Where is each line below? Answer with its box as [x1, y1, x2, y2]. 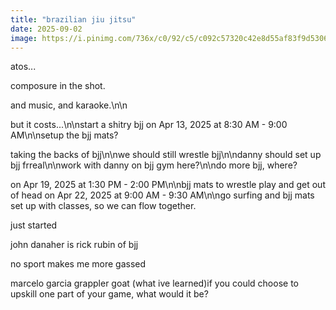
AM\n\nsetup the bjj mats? [10, 129, 119, 141]
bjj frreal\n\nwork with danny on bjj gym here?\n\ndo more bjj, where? [10, 159, 298, 171]
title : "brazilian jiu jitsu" [10, 14, 137, 25]
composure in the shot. [10, 80, 106, 92]
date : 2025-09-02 [10, 24, 83, 34]
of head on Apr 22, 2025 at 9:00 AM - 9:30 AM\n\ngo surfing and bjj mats [10, 189, 315, 201]
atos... [10, 61, 37, 73]
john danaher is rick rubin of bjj [10, 239, 139, 251]
